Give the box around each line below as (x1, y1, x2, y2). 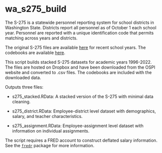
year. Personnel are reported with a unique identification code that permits (5, 30, 154, 36)
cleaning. (12, 98, 31, 104)
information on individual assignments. (12, 128, 90, 134)
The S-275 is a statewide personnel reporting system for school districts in (5, 19, 154, 25)
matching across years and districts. (5, 35, 78, 41)
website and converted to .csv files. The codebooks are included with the (5, 69, 152, 75)
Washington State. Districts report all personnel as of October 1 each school (5, 24, 157, 30)
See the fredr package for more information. (5, 142, 95, 148)
